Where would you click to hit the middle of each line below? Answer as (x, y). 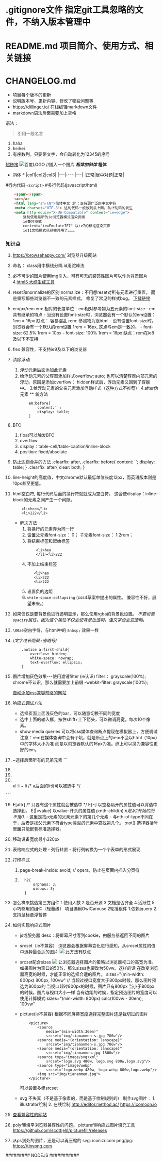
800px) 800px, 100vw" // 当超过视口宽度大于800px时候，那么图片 (86, 980)
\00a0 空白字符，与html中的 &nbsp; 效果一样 (56, 630)
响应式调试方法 (27, 703)
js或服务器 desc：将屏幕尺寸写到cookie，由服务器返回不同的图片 (85, 935)
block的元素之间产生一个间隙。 (43, 500)
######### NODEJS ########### (42, 1155)
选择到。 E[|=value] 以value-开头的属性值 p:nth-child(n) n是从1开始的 (81, 811)
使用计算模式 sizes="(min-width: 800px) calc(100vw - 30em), (81, 998)
